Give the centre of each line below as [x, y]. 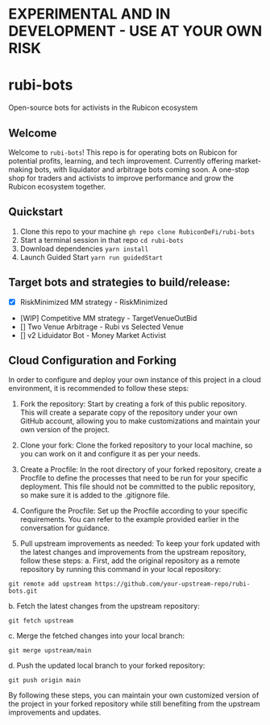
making [21, 169]
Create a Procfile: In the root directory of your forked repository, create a [141, 469]
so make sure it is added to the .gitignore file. [95, 495]
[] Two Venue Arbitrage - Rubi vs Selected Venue [102, 327]
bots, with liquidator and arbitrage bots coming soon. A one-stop [142, 169]
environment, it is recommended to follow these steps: [99, 389]
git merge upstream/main [50, 651]
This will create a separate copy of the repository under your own [129, 413]
